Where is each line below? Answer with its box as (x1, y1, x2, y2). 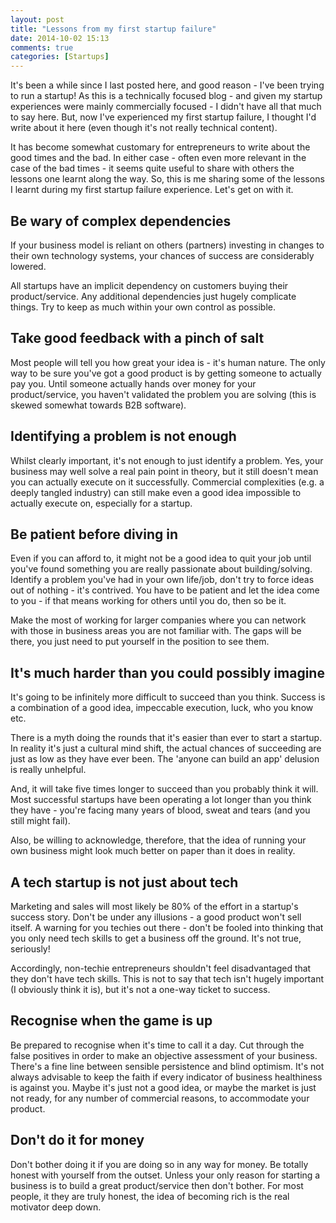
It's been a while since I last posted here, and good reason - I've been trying (10, 79, 325, 91)
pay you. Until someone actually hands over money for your (10, 377, 257, 390)
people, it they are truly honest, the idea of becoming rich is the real (10, 1190, 290, 1202)
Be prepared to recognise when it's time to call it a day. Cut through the (10, 1039, 305, 1051)
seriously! (10, 943, 51, 955)
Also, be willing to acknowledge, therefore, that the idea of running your (10, 834, 307, 846)
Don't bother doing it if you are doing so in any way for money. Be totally (10, 1158, 309, 1170)
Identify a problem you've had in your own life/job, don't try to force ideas (10, 574, 315, 586)
